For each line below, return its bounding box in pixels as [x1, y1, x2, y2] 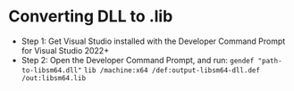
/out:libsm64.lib [21, 73, 87, 82]
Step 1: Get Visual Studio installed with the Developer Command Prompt [21, 36, 286, 46]
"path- [257, 56, 282, 65]
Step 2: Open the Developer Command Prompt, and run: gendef [21, 54, 255, 65]
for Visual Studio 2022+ [21, 45, 109, 55]
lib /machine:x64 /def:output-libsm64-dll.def [83, 65, 261, 75]
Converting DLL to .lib [8, 6, 173, 27]
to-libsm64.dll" [21, 65, 82, 75]
